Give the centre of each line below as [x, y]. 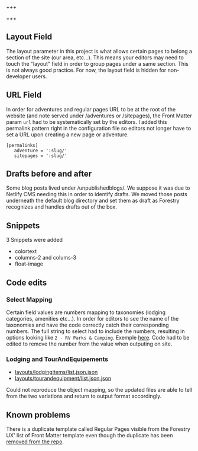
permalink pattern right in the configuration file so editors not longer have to [99, 128]
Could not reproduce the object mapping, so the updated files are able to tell [99, 390]
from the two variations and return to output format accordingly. [84, 396]
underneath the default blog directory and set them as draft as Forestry [93, 201]
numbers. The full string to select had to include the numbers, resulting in [95, 331]
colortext [26, 251]
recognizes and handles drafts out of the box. [61, 207]
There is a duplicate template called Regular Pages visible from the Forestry [98, 429]
